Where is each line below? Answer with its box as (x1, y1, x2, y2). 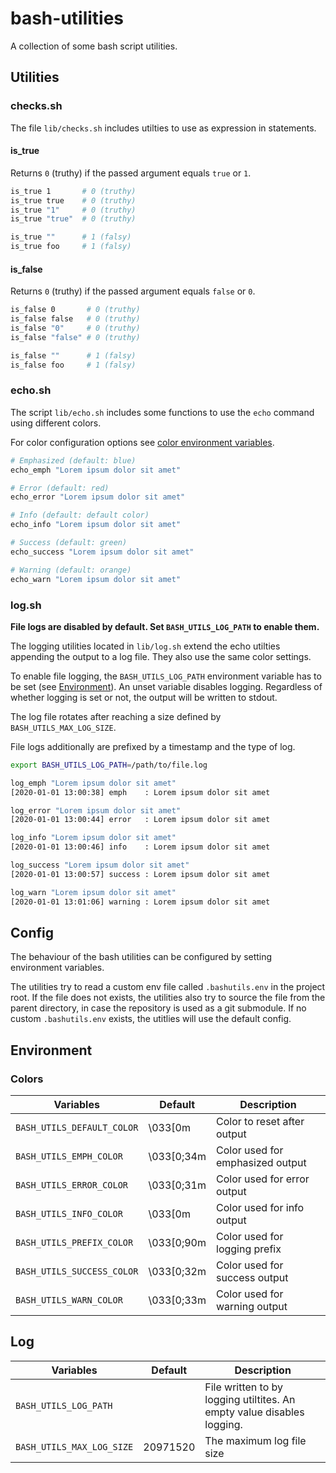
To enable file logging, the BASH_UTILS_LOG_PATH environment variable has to (10, 670, 322, 682)
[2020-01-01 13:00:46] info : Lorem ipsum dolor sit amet (10, 842, 271, 852)
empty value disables (204, 1405, 305, 1419)
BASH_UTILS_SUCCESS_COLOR (15, 1266, 139, 1277)
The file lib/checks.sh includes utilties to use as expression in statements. (10, 122, 317, 134)
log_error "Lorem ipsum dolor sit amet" (10, 805, 182, 816)
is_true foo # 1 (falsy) (10, 242, 132, 252)
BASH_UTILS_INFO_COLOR (15, 1208, 123, 1219)
